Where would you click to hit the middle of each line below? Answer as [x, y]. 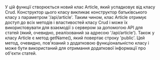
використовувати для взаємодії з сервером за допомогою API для [74, 28]
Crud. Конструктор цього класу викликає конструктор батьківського [76, 12]
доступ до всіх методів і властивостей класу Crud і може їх [66, 22]
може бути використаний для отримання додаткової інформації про [75, 48]
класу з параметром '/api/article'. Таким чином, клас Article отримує [76, 17]
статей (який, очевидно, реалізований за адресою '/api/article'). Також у [80, 33]
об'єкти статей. [21, 53]
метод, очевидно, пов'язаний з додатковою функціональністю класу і [77, 43]
